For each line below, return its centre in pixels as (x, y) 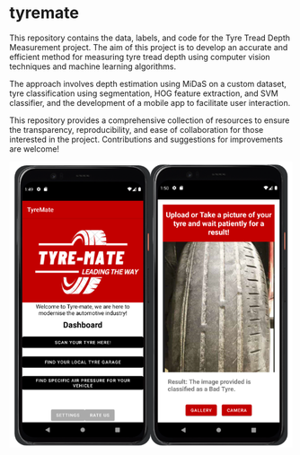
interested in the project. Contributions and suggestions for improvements (146, 139)
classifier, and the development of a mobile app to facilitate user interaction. (150, 102)
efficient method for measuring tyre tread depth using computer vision (140, 57)
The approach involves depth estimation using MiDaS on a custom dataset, (148, 83)
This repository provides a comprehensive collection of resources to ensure (150, 120)
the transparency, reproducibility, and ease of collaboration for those (137, 129)
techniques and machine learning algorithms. (93, 66)
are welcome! (35, 149)
